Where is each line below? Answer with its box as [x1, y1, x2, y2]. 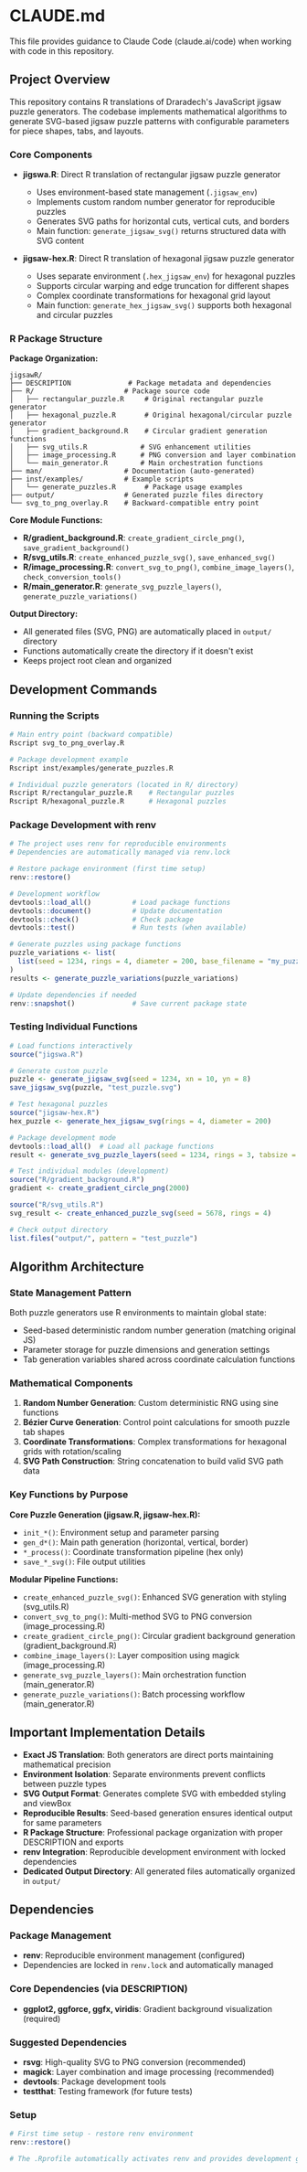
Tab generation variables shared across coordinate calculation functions [22, 1354, 295, 1365]
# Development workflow [9, 889, 101, 899]
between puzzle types [22, 1778, 107, 1789]
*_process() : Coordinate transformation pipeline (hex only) [22, 1546, 244, 1557]
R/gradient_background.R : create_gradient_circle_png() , [22, 532, 245, 544]
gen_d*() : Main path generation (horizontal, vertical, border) [22, 1537, 249, 1548]
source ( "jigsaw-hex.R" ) [9, 1108, 101, 1117]
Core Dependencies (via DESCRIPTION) [9, 1983, 188, 1996]
